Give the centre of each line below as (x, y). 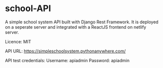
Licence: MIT (18, 41)
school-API (28, 8)
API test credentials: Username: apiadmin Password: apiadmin (67, 60)
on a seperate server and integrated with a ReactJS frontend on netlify (76, 27)
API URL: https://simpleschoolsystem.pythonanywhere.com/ (65, 51)
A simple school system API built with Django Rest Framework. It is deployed (82, 22)
